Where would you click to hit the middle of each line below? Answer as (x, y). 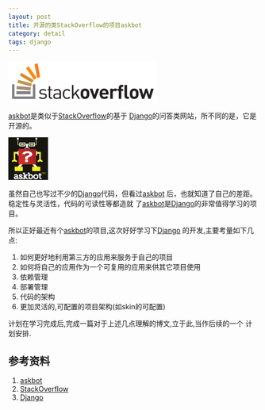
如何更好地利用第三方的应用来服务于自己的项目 (96, 257)
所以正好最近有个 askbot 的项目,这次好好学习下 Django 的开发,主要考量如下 (128, 231)
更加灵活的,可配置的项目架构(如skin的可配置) (92, 307)
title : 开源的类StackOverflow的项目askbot (75, 25)
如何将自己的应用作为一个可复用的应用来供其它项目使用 (110, 267)
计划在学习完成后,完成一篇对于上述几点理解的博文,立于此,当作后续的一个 (126, 324)
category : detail (37, 33)
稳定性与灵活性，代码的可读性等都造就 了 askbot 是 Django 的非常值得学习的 (129, 204)
